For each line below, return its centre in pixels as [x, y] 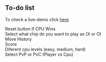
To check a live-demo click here [37, 19]
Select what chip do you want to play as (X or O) [53, 34]
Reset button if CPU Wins [30, 29]
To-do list [20, 8]
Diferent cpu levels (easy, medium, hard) [45, 49]
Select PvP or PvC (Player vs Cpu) [39, 54]
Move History [18, 39]
